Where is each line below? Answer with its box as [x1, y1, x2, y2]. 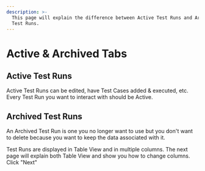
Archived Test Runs [6, 111, 82, 122]
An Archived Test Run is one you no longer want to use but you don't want [6, 128, 193, 135]
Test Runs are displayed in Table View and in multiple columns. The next [6, 146, 188, 153]
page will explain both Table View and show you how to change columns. [6, 152, 190, 159]
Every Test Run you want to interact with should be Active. [6, 93, 153, 101]
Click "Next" [6, 159, 38, 166]
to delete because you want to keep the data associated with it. [6, 134, 166, 141]
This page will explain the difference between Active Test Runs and [12, 15, 192, 21]
